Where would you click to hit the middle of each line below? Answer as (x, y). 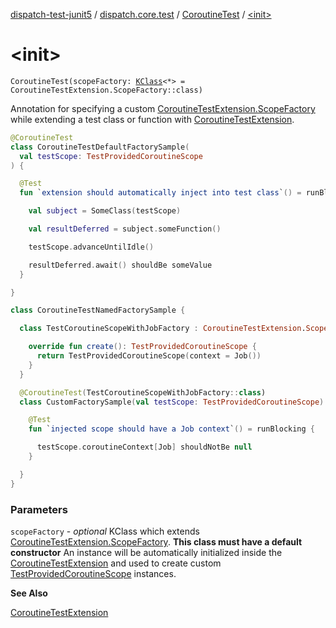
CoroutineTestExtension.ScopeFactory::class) (106, 90)
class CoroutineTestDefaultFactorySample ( (100, 147)
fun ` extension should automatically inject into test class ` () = (160, 193)
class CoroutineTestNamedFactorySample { (98, 310)
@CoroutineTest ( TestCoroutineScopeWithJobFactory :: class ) (143, 392)
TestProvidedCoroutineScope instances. (93, 573)
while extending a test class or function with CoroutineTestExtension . (152, 119)
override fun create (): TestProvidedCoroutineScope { (142, 347)
